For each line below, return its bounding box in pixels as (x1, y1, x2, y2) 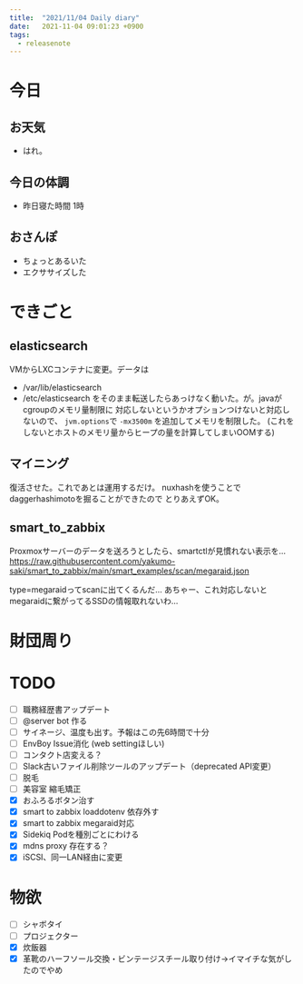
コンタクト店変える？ (22, 749, 103, 760)
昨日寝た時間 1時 (22, 201, 84, 212)
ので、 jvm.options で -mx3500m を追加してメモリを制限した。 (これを (38, 415, 295, 426)
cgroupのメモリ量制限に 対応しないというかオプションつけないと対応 (22, 403, 283, 414)
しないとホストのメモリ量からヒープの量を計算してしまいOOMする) (22, 426, 275, 437)
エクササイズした (22, 266, 87, 277)
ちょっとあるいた (22, 255, 87, 266)
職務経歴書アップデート (22, 703, 111, 714)
